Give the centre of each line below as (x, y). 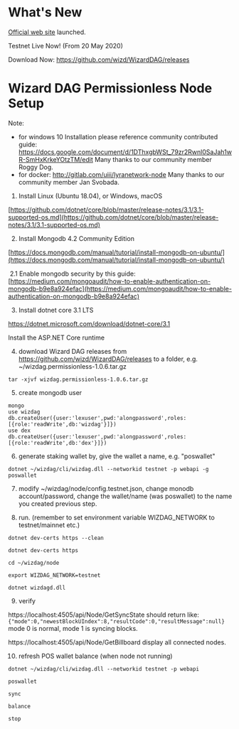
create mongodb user (50, 392)
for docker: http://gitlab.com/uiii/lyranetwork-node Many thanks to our (121, 174)
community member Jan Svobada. (69, 182)
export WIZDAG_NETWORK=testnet (54, 575)
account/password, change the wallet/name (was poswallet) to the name (125, 496)
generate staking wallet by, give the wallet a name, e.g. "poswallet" (117, 456)
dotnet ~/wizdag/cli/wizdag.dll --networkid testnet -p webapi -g (108, 469)
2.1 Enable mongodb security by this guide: (73, 274)
